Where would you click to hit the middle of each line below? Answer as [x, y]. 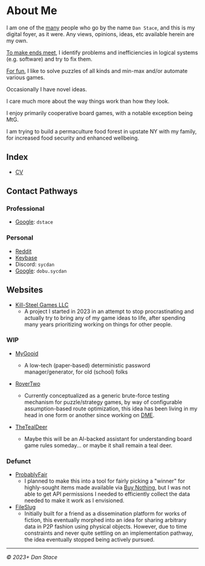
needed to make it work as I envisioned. [74, 500]
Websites [25, 290]
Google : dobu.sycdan [41, 271]
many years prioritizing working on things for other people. [98, 324]
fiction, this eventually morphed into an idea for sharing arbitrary [105, 520]
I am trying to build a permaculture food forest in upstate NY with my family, [102, 131]
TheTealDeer [31, 427]
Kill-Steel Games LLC [42, 304]
